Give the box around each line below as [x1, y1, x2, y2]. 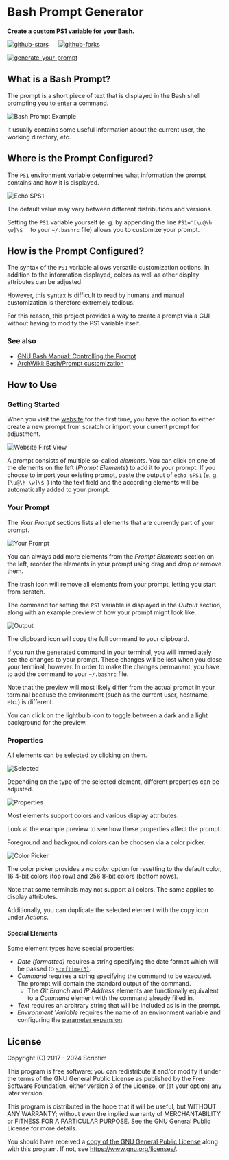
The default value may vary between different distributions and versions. [7, 205, 213, 213]
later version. [7, 1089, 45, 1097]
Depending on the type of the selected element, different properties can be [7, 777, 219, 786]
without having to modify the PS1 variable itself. [7, 319, 141, 327]
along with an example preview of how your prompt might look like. [7, 608, 197, 616]
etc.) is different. [7, 697, 54, 706]
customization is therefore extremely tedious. [7, 299, 135, 307]
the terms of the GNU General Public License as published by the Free [7, 1074, 206, 1082]
